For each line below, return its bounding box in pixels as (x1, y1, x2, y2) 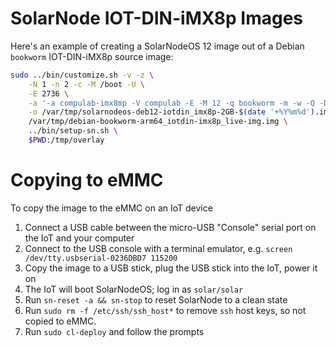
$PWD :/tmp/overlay (28, 135, 105, 146)
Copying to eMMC (10, 169, 164, 192)
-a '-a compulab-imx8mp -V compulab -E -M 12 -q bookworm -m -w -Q (28, 98, 315, 108)
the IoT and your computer (24, 232, 135, 244)
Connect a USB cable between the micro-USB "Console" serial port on (24, 221, 317, 233)
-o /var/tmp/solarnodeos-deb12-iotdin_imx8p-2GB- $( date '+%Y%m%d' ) (28, 107, 315, 117)
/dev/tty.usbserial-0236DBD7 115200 (24, 253, 178, 263)
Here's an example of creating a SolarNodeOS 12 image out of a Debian (10, 40, 305, 52)
